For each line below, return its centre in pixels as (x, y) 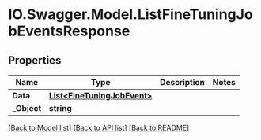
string (61, 108)
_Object (27, 108)
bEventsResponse (69, 31)
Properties (35, 60)
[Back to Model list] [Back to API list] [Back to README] (99, 128)
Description (182, 82)
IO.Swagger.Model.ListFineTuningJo (130, 15)
